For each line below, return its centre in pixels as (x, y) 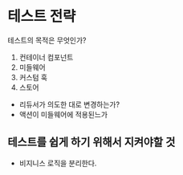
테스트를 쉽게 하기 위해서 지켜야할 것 (91, 142)
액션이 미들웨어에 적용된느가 (63, 114)
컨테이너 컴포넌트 (46, 57)
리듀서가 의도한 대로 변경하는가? (69, 104)
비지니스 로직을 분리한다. (58, 163)
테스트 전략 (42, 16)
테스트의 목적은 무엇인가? (47, 40)
